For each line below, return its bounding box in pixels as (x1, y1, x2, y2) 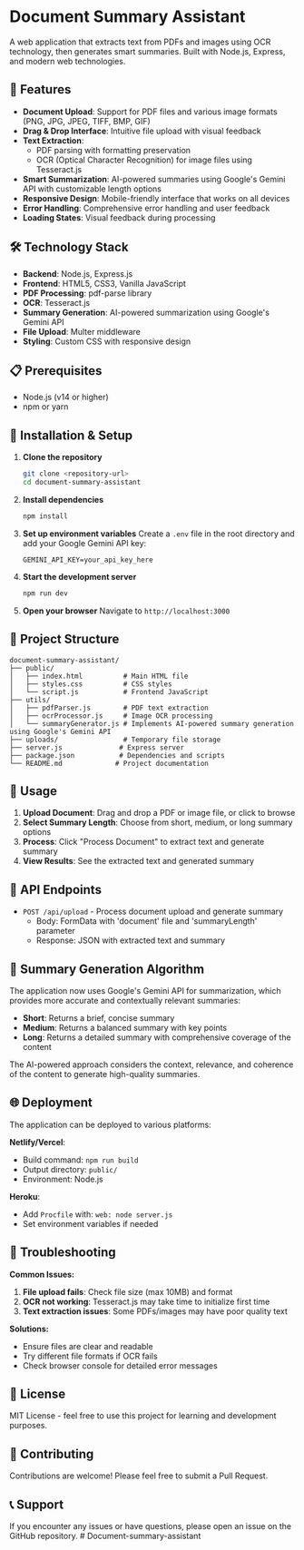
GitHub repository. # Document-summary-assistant (9, 1531, 201, 1541)
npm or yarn (22, 401, 69, 412)
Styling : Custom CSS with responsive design (22, 336, 191, 347)
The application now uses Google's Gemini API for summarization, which (9, 985, 281, 996)
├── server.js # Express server (9, 742, 184, 752)
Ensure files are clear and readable (22, 1340, 153, 1351)
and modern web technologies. (9, 55, 126, 66)
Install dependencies (22, 494, 104, 505)
